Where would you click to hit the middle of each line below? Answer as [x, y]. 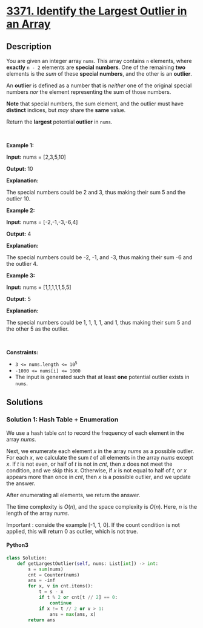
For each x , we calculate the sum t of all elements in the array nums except [100, 457]
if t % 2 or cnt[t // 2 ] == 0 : [78, 598]
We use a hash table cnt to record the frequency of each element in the [95, 433]
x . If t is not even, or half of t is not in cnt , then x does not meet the [89, 464]
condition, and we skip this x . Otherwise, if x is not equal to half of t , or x [96, 470]
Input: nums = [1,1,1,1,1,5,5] [39, 287]
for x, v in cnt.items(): [61, 586]
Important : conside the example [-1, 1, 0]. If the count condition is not [93, 524]
